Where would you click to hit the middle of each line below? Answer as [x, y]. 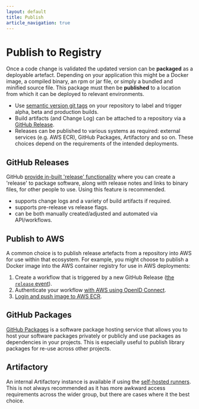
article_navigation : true [38, 23]
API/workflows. [33, 220]
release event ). [33, 283]
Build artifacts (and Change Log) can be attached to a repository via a [100, 118]
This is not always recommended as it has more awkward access [86, 388]
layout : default [26, 12]
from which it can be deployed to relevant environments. [75, 94]
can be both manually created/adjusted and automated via [86, 214]
